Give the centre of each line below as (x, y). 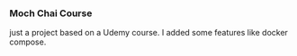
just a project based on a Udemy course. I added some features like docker (148, 33)
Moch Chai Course (51, 13)
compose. (28, 42)
